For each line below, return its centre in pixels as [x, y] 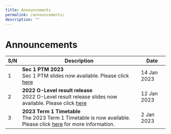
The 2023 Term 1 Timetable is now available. [76, 118]
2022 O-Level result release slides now [70, 97]
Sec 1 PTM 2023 [43, 69]
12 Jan [149, 94]
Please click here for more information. [68, 124]
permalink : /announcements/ [35, 15]
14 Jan [149, 73]
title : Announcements [28, 10]
